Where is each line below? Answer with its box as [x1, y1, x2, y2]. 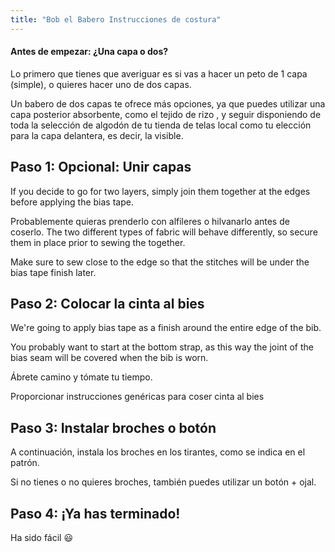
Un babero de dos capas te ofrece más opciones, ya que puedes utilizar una [10, 97, 326, 110]
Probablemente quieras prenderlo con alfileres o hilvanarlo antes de [10, 215, 290, 227]
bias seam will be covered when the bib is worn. [10, 352, 209, 364]
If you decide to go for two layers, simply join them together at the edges [10, 185, 311, 197]
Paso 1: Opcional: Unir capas [10, 159, 192, 176]
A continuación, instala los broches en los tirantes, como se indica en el [10, 446, 306, 458]
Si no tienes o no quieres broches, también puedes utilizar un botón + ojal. [10, 476, 317, 488]
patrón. [10, 457, 40, 469]
